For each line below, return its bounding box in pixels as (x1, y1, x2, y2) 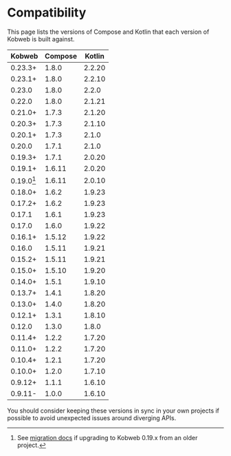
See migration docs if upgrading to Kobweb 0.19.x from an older (16, 434, 198, 442)
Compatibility (7, 5, 87, 21)
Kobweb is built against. (7, 34, 75, 43)
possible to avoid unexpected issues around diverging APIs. (7, 414, 177, 422)
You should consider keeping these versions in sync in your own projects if (7, 406, 220, 415)
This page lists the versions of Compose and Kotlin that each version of (7, 28, 210, 36)
